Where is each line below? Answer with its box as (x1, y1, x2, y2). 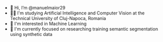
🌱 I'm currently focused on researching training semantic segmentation (10, 26, 158, 32)
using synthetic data (10, 31, 53, 37)
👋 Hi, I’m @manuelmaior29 (10, 5, 66, 10)
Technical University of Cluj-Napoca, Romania (10, 15, 106, 21)
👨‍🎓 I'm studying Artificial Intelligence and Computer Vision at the (10, 10, 145, 16)
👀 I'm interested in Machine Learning (10, 20, 87, 26)
